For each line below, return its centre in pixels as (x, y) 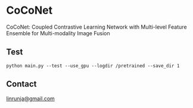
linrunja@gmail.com (30, 98)
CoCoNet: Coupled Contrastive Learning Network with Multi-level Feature (96, 27)
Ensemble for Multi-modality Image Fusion (58, 33)
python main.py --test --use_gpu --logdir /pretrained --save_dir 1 (93, 66)
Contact (21, 84)
